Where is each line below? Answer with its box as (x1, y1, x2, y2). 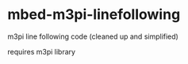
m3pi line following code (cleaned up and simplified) (7, 32, 179, 41)
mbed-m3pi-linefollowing (7, 6, 181, 24)
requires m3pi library (7, 47, 76, 56)
